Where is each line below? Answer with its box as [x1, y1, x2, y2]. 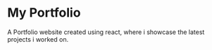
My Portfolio [7, 5, 81, 21]
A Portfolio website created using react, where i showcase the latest [7, 28, 205, 36]
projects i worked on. [7, 35, 69, 43]
